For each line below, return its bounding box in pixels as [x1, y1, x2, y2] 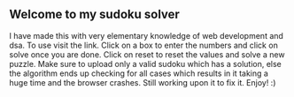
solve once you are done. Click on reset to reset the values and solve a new [9, 48, 285, 60]
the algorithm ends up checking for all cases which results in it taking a [9, 68, 268, 78]
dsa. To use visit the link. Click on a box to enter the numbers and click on [9, 40, 279, 50]
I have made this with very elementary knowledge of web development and [9, 30, 283, 41]
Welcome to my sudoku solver [9, 7, 180, 22]
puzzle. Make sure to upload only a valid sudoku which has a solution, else [9, 58, 282, 69]
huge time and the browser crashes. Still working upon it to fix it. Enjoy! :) [9, 77, 276, 87]
